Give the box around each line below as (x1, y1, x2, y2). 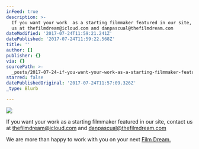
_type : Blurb (6, 86, 38, 92)
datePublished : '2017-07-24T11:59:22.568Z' (6, 36, 115, 42)
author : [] (6, 47, 33, 53)
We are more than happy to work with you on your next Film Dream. (6, 135, 171, 142)
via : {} (6, 58, 25, 64)
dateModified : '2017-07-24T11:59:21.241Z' (6, 31, 113, 37)
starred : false (6, 74, 44, 80)
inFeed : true (6, 8, 38, 15)
